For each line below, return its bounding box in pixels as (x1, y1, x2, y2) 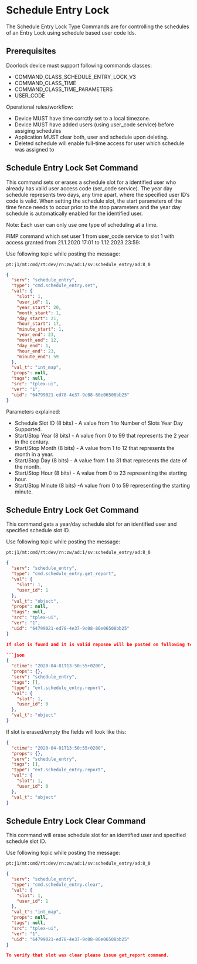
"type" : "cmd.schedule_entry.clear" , (11, 882, 104, 888)
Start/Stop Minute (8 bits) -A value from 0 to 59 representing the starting (14, 482, 191, 489)
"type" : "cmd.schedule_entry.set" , (11, 283, 98, 288)
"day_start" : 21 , (16, 315, 59, 321)
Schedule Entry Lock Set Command (6, 163, 138, 173)
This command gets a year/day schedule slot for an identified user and (6, 520, 177, 528)
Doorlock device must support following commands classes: (6, 62, 152, 69)
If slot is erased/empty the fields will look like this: (6, 728, 127, 735)
